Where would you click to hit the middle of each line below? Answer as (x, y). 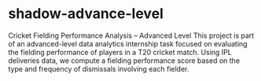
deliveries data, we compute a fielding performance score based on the (124, 61)
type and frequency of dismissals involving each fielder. (99, 68)
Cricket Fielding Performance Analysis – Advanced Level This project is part (131, 35)
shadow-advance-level (86, 14)
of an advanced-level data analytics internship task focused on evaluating (128, 43)
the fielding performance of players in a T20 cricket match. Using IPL (120, 52)
